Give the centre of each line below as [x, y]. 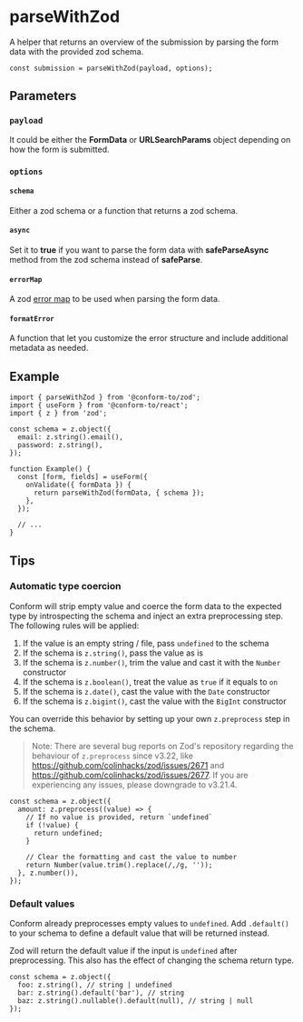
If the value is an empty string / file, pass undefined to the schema [146, 643]
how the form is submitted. [60, 149]
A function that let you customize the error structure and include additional [149, 338]
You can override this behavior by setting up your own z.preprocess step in [150, 718]
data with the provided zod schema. [77, 51]
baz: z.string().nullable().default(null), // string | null [136, 1001]
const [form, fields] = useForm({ [83, 477]
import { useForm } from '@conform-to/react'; [99, 406]
